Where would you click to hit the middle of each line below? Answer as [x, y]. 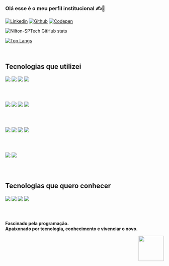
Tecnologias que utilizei [43, 66]
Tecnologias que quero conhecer [58, 186]
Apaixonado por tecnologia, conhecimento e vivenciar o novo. [72, 229]
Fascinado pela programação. [37, 223]
